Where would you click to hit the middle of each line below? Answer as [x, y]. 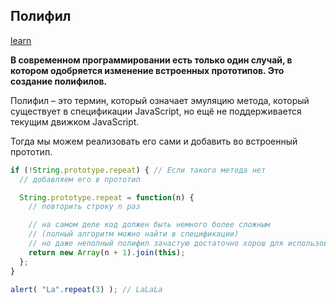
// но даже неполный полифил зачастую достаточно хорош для [156, 244]
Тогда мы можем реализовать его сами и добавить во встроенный [154, 141]
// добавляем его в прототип [80, 179]
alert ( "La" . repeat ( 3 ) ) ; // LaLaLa [86, 289]
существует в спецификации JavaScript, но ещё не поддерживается [156, 111]
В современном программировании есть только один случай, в [151, 60]
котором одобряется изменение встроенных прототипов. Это [147, 70]
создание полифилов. [59, 81]
